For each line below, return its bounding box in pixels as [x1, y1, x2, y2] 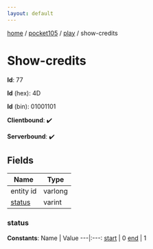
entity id [10, 187, 37, 196]
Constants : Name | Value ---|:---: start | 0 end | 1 [7, 234, 147, 242]
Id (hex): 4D [7, 88, 41, 97]
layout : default [7, 10, 54, 17]
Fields [7, 154, 34, 166]
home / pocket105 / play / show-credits [7, 29, 118, 37]
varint [43, 198, 62, 207]
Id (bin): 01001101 [7, 102, 56, 110]
